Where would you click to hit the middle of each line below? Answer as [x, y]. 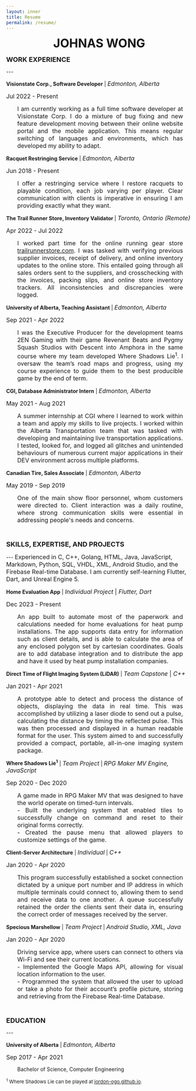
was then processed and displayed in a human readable [100, 728]
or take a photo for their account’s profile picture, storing [100, 989]
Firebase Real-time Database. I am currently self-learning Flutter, [96, 572]
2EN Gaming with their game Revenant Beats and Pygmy [100, 340]
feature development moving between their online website [100, 123]
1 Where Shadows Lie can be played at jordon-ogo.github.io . [74, 1081]
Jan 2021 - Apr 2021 [35, 686]
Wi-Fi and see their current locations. [69, 959]
